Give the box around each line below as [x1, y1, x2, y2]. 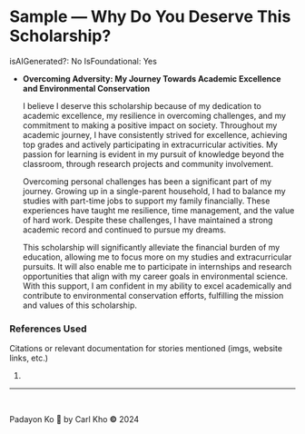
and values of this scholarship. [22, 300, 138, 311]
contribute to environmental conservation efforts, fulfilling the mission [22, 290, 284, 301]
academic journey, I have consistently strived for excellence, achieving [22, 129, 288, 140]
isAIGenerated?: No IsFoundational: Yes [9, 55, 157, 66]
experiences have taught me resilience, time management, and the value [22, 204, 295, 215]
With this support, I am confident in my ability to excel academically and [22, 280, 292, 291]
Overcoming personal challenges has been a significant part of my [22, 175, 272, 187]
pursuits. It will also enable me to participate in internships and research [22, 261, 292, 271]
